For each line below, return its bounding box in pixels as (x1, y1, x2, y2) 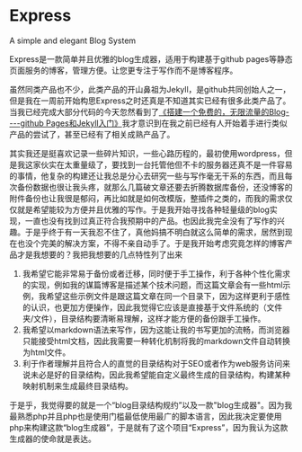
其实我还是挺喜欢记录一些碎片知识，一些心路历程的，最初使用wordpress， (9, 147, 285, 158)
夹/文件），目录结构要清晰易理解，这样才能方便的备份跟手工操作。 (22, 313, 266, 323)
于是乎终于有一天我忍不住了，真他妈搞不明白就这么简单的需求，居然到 (24, 226, 285, 237)
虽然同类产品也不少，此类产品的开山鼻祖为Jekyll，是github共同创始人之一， (9, 84, 291, 94)
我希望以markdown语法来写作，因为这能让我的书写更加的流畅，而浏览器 (22, 324, 290, 335)
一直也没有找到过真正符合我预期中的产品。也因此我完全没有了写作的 (24, 215, 277, 226)
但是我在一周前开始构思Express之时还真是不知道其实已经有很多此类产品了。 (9, 95, 291, 106)
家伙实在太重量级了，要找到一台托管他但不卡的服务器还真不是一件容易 (32, 159, 293, 170)
